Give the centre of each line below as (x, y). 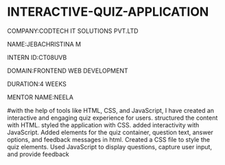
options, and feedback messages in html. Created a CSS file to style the (109, 139)
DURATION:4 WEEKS (37, 84)
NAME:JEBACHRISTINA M (44, 44)
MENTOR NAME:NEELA (40, 97)
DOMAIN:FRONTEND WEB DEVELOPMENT (68, 71)
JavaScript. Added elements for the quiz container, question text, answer (110, 132)
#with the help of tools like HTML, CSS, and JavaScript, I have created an (111, 110)
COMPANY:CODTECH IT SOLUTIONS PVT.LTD (73, 31)
